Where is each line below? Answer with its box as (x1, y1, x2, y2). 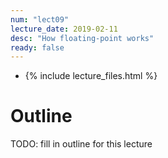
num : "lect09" (10, 14, 70, 25)
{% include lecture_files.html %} (24, 70, 158, 82)
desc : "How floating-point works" (10, 33, 155, 43)
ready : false (10, 42, 65, 53)
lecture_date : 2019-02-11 (10, 24, 118, 34)
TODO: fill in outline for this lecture (10, 138, 153, 150)
